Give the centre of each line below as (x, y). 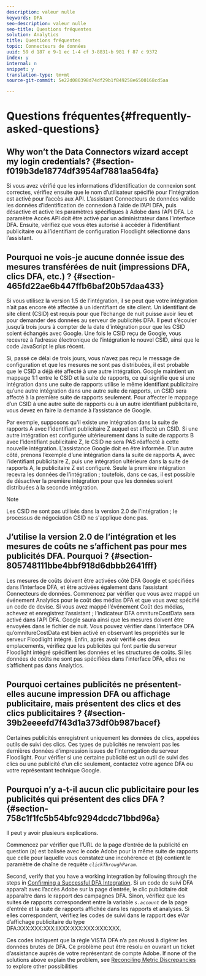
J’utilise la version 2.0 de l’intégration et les (91, 537)
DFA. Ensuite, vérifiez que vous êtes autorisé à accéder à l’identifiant (93, 225)
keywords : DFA (25, 18)
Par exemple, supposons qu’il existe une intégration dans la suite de (92, 422)
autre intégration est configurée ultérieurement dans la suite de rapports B (100, 435)
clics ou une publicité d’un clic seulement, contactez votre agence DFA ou (100, 764)
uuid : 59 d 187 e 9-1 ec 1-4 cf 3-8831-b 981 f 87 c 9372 (82, 52)
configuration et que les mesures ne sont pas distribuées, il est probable (98, 364)
